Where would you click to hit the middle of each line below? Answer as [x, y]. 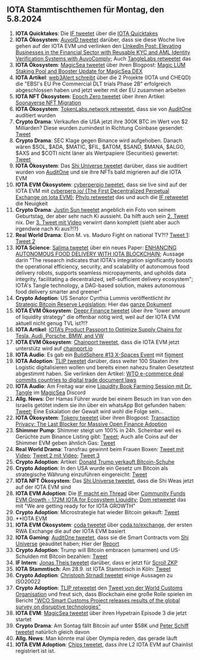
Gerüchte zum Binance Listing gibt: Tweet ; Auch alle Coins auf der [96, 436]
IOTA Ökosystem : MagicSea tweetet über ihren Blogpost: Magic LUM [100, 65]
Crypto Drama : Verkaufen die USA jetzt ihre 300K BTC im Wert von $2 [102, 122]
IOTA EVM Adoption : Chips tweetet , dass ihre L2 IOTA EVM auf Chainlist [104, 644]
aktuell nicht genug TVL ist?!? [51, 323]
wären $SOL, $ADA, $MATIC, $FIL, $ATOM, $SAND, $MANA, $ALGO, [100, 146]
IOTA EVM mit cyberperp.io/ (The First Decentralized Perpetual [92, 191]
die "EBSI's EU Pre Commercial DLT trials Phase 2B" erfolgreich [93, 84]
